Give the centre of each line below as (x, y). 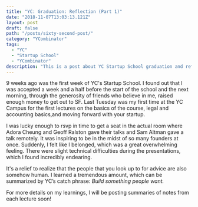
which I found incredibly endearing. (49, 157)
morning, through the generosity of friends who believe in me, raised (90, 96)
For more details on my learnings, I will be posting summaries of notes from (98, 193)
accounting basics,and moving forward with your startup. (76, 114)
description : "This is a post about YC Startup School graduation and (95, 66)
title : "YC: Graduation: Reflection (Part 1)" (64, 11)
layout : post (22, 22)
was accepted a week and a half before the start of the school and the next (97, 90)
